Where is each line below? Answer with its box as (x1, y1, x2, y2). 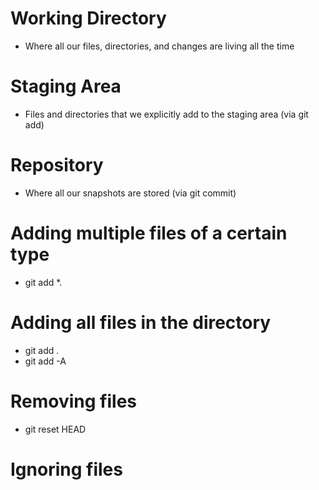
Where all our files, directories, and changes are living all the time (24, 40, 295, 52)
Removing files (10, 390, 137, 412)
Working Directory (10, 7, 167, 30)
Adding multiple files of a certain (10, 222, 288, 244)
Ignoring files (10, 458, 123, 481)
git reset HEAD (24, 423, 87, 435)
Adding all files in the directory (10, 311, 272, 334)
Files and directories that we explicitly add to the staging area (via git (24, 108, 309, 120)
